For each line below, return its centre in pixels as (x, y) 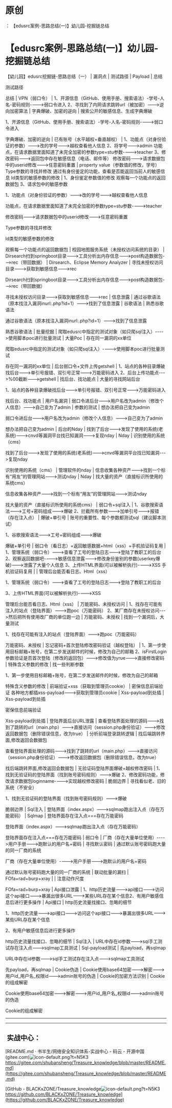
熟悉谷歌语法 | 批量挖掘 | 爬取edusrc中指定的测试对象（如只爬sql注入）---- (84, 331)
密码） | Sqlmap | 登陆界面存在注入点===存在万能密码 (67, 816)
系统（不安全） (21, 787)
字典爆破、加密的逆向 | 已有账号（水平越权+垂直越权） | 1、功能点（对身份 (84, 139)
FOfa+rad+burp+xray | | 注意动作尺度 (45, 878)
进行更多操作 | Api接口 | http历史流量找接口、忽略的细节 (73, 902)
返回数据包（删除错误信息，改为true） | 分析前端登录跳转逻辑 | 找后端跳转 (83, 734)
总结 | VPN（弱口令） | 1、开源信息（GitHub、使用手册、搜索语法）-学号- (83, 98)
